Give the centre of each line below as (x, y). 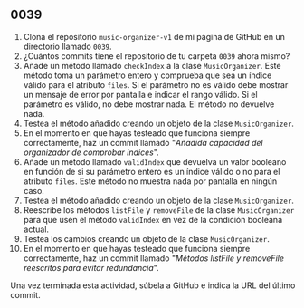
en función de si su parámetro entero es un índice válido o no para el (152, 171)
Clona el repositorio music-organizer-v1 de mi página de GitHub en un (154, 36)
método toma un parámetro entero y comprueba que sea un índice (147, 75)
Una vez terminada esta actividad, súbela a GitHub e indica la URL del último (153, 285)
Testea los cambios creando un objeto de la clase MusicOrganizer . (146, 238)
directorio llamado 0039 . (67, 46)
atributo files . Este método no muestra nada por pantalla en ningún (150, 181)
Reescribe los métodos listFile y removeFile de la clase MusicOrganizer (159, 210)
